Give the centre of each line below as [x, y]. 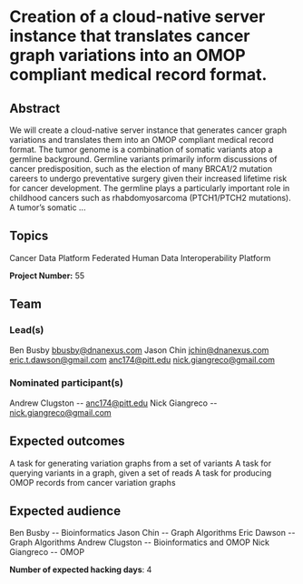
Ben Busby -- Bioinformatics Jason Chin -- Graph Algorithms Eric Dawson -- [152, 533]
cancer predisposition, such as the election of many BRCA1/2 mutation [141, 169]
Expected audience [65, 511]
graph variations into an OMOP [128, 55]
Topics [29, 236]
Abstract [35, 108]
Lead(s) [27, 330]
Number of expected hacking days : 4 [81, 569]
